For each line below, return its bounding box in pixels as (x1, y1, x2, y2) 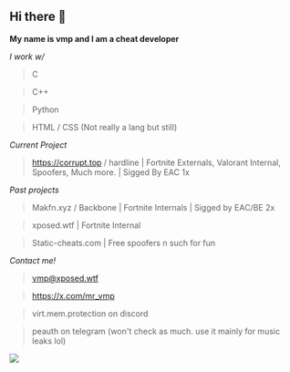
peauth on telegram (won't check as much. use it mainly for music (31, 325, 281, 336)
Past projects (9, 184, 59, 195)
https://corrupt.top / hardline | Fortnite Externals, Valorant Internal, (31, 157, 281, 168)
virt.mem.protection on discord (31, 307, 149, 319)
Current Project (9, 139, 67, 150)
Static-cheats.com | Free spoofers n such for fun (31, 237, 216, 248)
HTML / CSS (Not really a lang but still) (31, 121, 178, 132)
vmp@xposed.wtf (31, 273, 98, 284)
